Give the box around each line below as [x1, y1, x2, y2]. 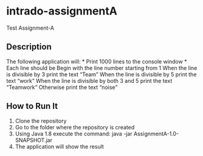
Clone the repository [15, 117, 67, 125]
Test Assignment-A [6, 24, 55, 31]
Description [6, 42, 52, 52]
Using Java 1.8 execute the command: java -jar [15, 130, 132, 137]
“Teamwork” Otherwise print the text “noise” [6, 83, 118, 91]
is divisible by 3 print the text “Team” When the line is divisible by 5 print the [6, 71, 197, 78]
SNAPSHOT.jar [15, 136, 53, 143]
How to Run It [6, 101, 58, 111]
